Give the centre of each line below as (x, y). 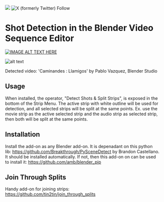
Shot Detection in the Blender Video (79, 28)
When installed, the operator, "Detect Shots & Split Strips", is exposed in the (82, 98)
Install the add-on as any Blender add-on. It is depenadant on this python (79, 146)
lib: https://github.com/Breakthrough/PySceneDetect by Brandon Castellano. (82, 151)
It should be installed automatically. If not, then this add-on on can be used (81, 156)
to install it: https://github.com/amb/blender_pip (53, 162)
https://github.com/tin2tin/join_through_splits (50, 194)
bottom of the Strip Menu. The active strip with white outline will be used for (82, 103)
